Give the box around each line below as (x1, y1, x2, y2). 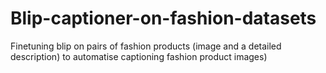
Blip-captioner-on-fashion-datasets (10, 7, 317, 30)
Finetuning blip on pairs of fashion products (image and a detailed (10, 40, 282, 52)
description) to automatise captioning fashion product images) (10, 50, 268, 62)
